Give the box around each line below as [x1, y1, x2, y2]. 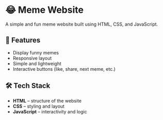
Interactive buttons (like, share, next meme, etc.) [12, 66, 116, 72]
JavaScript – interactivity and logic [12, 108, 87, 114]
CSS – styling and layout [12, 103, 65, 109]
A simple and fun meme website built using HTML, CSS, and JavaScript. [5, 21, 158, 27]
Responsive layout [12, 55, 52, 61]
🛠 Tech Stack [5, 82, 50, 90]
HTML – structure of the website [12, 97, 82, 104]
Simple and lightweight [12, 61, 62, 67]
